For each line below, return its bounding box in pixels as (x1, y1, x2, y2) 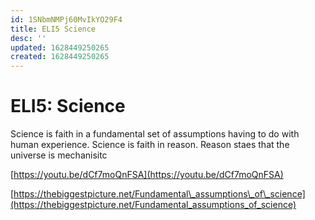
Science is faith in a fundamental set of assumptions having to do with (10, 128, 300, 140)
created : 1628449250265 (10, 52, 110, 62)
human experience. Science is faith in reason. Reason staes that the (10, 139, 290, 151)
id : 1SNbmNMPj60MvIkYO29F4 (10, 14, 123, 25)
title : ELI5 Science (10, 24, 97, 34)
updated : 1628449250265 (10, 42, 110, 53)
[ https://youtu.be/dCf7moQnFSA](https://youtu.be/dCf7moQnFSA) (10, 169, 284, 181)
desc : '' (10, 33, 47, 43)
